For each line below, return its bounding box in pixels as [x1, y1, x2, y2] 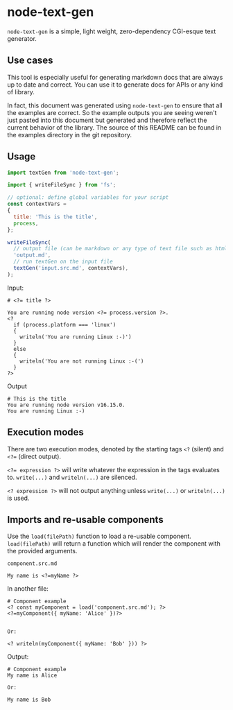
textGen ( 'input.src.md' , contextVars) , [13, 265, 129, 272]
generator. [7, 34, 37, 42]
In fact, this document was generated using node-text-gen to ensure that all [7, 101, 223, 110]
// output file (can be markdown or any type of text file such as [13, 245, 213, 252]
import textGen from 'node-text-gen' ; [7, 169, 119, 176]
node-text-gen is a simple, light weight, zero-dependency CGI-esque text [7, 27, 216, 35]
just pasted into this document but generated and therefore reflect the [7, 116, 207, 124]
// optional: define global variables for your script [7, 194, 169, 201]
